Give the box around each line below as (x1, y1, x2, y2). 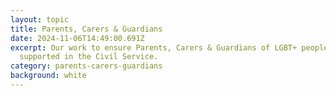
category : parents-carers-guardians (10, 61, 163, 71)
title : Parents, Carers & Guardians (10, 24, 163, 34)
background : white (10, 71, 87, 81)
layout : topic (10, 14, 70, 25)
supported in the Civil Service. (19, 52, 159, 62)
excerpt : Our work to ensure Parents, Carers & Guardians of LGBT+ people (10, 42, 329, 53)
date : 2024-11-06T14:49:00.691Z (10, 33, 145, 43)
